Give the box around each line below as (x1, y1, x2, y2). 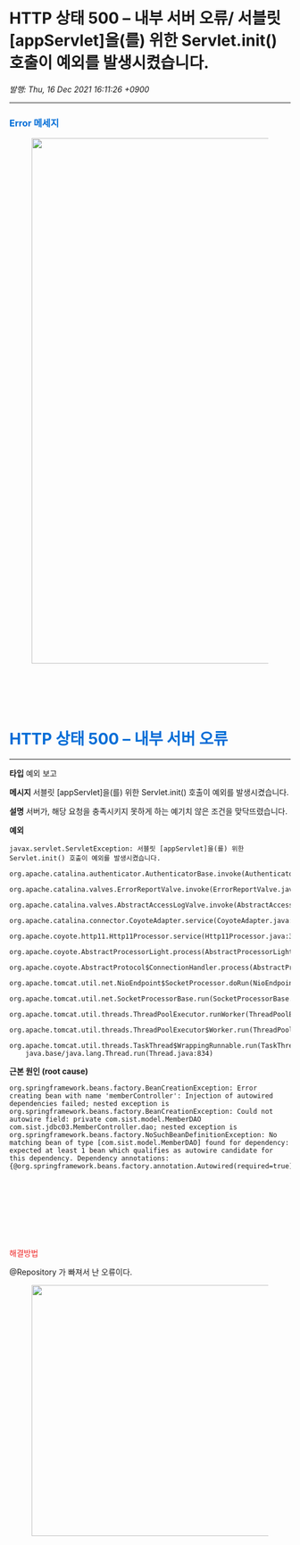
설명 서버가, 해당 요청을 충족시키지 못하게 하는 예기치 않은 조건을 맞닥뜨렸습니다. (9, 806, 288, 817)
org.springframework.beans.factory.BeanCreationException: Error (9, 1084, 257, 1093)
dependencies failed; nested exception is (9, 1100, 170, 1109)
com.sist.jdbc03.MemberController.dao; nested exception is (9, 1123, 238, 1132)
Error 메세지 (9, 117, 60, 129)
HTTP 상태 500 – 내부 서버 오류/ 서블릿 (9, 8, 281, 29)
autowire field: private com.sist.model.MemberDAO (9, 1115, 202, 1125)
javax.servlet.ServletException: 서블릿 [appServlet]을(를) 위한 (9, 844, 245, 853)
